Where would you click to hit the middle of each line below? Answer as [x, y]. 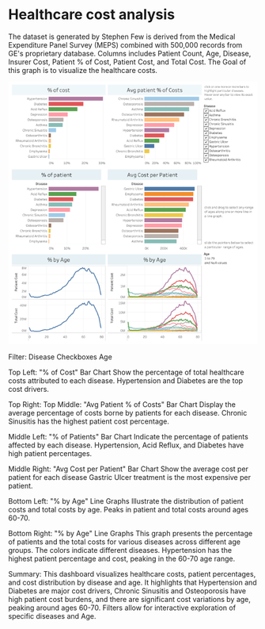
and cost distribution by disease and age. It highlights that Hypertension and [132, 582]
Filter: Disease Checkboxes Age [60, 357]
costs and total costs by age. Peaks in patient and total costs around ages [129, 509]
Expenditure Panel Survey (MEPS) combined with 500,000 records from [125, 44]
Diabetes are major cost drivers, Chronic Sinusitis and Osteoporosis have [127, 591]
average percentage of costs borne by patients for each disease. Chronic [128, 412]
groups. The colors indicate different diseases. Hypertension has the [120, 550]
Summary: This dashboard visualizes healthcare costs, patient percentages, [132, 573]
